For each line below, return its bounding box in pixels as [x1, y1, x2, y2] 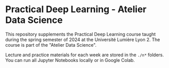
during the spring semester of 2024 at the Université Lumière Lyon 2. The [5, 37, 160, 43]
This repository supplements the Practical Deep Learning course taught [5, 31, 156, 37]
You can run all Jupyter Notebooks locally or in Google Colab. [5, 57, 135, 63]
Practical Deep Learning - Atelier [5, 4, 147, 15]
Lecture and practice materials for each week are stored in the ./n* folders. [5, 52, 164, 58]
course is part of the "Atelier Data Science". [5, 42, 97, 48]
